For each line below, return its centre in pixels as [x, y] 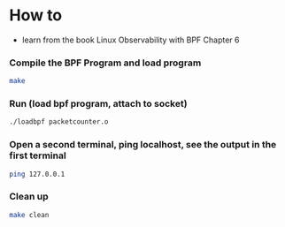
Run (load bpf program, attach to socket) [98, 104]
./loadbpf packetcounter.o [59, 122]
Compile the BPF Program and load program [105, 63]
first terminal [38, 155]
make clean [29, 215]
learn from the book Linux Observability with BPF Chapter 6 [131, 40]
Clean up [29, 197]
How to [36, 15]
